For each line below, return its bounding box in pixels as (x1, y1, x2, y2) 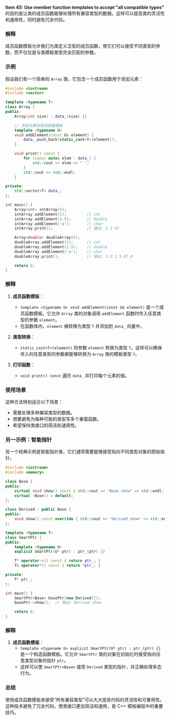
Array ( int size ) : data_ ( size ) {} (14, 114, 87, 119)
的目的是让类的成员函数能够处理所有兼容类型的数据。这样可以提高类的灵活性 (5, 10, 165, 16)
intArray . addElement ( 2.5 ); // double (14, 217, 108, 222)
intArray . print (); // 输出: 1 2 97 (14, 226, 120, 231)
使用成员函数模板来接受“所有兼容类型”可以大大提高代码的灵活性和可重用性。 (5, 697, 164, 703)
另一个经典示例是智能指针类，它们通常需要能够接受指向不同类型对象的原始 (5, 449, 160, 455)
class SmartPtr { (5, 535, 42, 540)
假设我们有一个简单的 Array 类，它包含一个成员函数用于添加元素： (5, 76, 143, 82)
